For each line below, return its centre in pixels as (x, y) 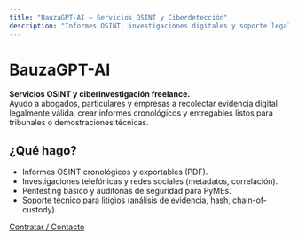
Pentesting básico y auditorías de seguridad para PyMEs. (127, 191)
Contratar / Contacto (47, 227)
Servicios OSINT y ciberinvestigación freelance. (100, 94)
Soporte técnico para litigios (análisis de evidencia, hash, (126, 200)
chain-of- (250, 200)
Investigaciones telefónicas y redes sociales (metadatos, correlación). (150, 181)
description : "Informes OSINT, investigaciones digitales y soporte (138, 26)
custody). (39, 210)
